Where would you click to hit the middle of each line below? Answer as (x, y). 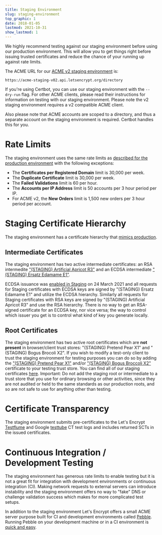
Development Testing (49, 463)
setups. (13, 502)
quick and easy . (21, 527)
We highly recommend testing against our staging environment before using (81, 46)
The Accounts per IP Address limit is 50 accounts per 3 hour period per (84, 188)
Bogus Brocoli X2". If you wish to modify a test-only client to (88, 353)
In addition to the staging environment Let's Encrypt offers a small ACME (78, 512)
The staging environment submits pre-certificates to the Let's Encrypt (75, 422)
